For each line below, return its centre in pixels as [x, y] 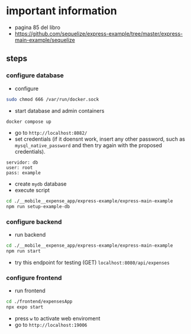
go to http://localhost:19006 [51, 325]
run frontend [30, 291]
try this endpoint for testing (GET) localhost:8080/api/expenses [92, 263]
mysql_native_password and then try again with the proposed [88, 145]
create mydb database [41, 184]
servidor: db [22, 163]
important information [61, 11]
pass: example [24, 173]
